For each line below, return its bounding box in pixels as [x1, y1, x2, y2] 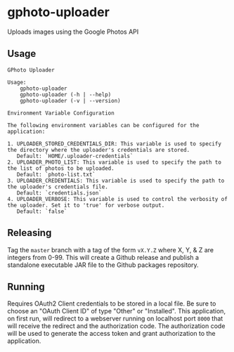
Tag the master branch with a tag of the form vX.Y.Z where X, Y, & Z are [7, 245, 214, 254]
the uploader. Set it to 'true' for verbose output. [7, 202, 165, 209]
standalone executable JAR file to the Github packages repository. [7, 261, 199, 269]
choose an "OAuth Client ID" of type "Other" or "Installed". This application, [7, 307, 226, 315]
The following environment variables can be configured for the [7, 122, 200, 129]
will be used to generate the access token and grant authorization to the [7, 330, 216, 338]
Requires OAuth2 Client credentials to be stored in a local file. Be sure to [7, 299, 216, 308]
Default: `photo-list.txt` [16, 171, 96, 178]
